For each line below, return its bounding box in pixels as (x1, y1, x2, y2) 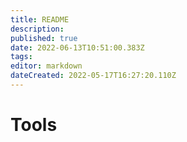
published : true (10, 33, 78, 43)
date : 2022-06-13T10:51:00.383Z (10, 42, 145, 53)
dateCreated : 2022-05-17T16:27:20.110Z (10, 71, 177, 81)
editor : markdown (10, 61, 83, 71)
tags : (10, 52, 33, 62)
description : (10, 24, 65, 34)
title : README (10, 14, 70, 25)
